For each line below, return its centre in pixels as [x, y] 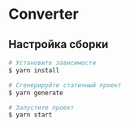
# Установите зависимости [52, 63]
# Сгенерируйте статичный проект [65, 85]
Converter [43, 14]
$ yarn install [34, 70]
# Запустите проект [41, 107]
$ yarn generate [36, 93]
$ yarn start [30, 115]
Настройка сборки [58, 44]
